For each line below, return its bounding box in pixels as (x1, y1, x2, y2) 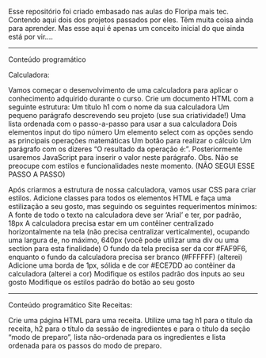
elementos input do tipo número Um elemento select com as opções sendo (8, 128, 253, 137)
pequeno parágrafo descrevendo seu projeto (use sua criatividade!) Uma (8, 111, 246, 120)
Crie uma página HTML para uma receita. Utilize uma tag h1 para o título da (8, 316, 253, 325)
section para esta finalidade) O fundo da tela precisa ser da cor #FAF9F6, (8, 244, 248, 253)
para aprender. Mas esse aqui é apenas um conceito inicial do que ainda (8, 24, 245, 32)
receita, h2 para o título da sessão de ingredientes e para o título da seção (8, 324, 251, 333)
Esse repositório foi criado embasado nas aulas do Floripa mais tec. (8, 7, 230, 16)
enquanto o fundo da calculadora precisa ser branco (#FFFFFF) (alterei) (8, 253, 243, 261)
